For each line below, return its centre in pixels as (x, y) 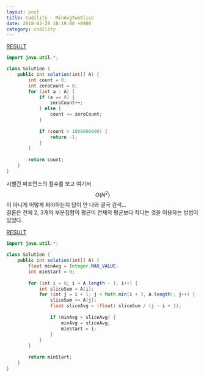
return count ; (46, 160)
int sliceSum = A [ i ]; (67, 289)
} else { (50, 109)
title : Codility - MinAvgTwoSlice (50, 18)
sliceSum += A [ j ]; (73, 300)
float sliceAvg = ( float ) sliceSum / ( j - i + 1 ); (116, 306)
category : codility (31, 29)
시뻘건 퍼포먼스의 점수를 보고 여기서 (49, 184)
